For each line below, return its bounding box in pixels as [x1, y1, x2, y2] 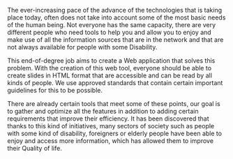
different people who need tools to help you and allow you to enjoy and [7, 28, 211, 36]
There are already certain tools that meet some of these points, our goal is [7, 100, 221, 107]
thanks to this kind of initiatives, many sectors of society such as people [7, 122, 215, 130]
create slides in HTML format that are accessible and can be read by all [7, 71, 213, 79]
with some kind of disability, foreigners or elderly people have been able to [7, 129, 222, 137]
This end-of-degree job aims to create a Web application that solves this [7, 56, 216, 65]
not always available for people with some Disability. [7, 43, 158, 51]
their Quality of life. [7, 144, 63, 152]
